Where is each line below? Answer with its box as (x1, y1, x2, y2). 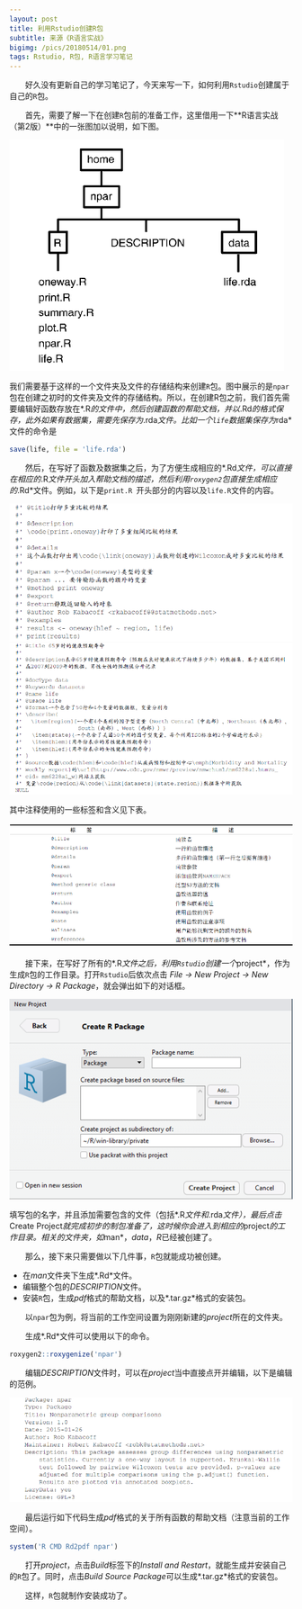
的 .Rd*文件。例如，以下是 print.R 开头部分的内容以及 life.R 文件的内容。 (9, 485, 279, 495)
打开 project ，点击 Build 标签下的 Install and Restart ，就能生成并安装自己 (25, 1560, 287, 1570)
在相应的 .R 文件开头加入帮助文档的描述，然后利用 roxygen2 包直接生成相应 (9, 473, 278, 484)
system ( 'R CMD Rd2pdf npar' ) (9, 1542, 119, 1551)
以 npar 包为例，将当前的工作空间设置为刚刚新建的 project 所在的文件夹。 (25, 1312, 288, 1323)
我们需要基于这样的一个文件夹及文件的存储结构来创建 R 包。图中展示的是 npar (9, 381, 289, 391)
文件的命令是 (9, 426, 57, 436)
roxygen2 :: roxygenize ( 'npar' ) (9, 1350, 123, 1359)
